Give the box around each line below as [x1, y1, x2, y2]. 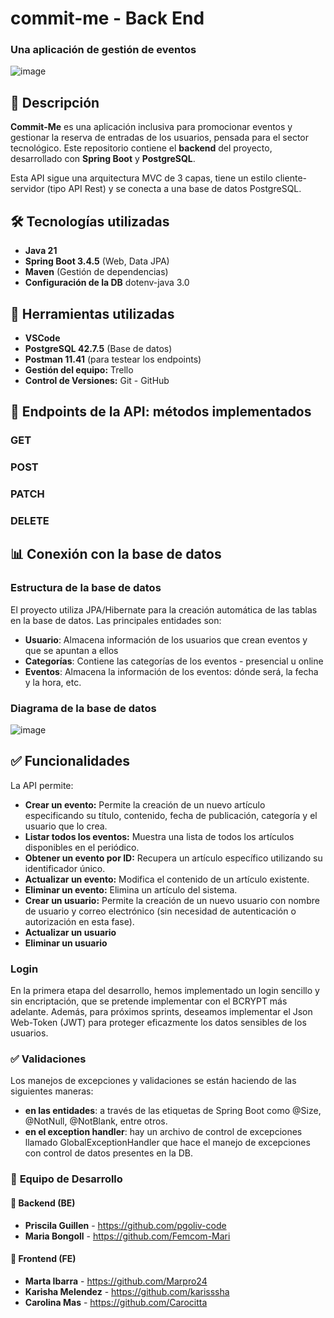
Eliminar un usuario [24, 937, 108, 949]
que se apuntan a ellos [24, 644, 119, 656]
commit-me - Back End [10, 7, 205, 30]
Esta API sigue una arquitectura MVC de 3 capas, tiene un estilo [10, 172, 273, 184]
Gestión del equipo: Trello [24, 363, 134, 376]
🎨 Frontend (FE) [10, 1253, 77, 1265]
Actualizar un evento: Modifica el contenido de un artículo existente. [24, 873, 310, 885]
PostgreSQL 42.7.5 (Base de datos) [24, 342, 173, 354]
